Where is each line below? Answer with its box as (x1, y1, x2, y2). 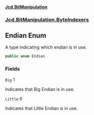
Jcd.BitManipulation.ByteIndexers (5, 16, 89, 23)
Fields (5, 65, 20, 72)
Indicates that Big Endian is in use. (5, 86, 75, 92)
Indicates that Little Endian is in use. (5, 105, 78, 111)
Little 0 (5, 96, 23, 102)
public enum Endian (5, 54, 45, 59)
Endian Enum (5, 31, 47, 39)
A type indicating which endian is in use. (5, 44, 87, 50)
